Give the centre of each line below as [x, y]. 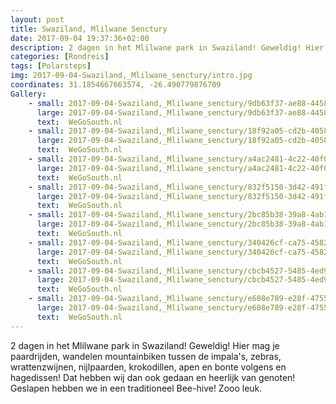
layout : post [37, 19]
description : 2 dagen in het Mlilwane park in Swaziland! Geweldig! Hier [167, 47]
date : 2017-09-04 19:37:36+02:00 [80, 38]
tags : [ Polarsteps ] [51, 66]
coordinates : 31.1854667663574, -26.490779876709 [116, 85]
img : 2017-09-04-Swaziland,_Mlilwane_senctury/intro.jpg [131, 76]
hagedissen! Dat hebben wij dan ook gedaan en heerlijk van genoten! [153, 377]
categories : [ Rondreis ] [60, 57]
